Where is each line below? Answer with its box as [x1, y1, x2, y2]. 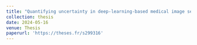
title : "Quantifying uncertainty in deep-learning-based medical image [6, 8, 185, 15]
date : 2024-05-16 [6, 19, 49, 25]
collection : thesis [6, 14, 54, 20]
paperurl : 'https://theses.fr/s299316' [6, 30, 104, 36]
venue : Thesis [6, 25, 41, 31]
